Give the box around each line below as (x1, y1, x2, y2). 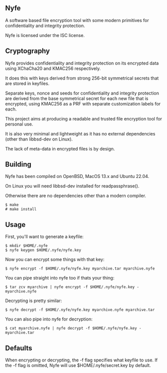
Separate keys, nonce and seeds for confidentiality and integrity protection (5, 90, 160, 96)
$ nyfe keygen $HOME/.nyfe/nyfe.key (5, 247, 81, 253)
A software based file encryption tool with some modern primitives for (5, 17, 149, 23)
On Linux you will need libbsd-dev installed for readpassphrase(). (5, 183, 140, 189)
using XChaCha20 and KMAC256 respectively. (5, 65, 101, 71)
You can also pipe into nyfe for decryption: (5, 316, 93, 322)
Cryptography (5, 47, 50, 55)
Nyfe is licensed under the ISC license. (5, 32, 85, 38)
